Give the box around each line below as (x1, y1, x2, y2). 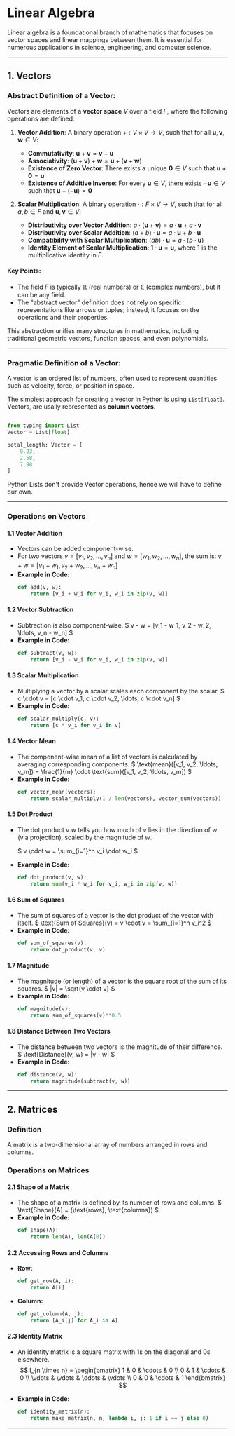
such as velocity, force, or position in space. (7, 381, 135, 390)
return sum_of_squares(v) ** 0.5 (30, 1012, 122, 1019)
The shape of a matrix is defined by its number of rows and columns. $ (17, 1198, 222, 1207)
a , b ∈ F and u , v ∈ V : (17, 207, 82, 215)
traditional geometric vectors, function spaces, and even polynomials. (7, 334, 208, 342)
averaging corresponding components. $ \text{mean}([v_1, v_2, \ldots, (17, 759, 218, 768)
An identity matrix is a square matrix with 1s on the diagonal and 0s (17, 1348, 211, 1356)
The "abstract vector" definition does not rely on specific (17, 298, 182, 306)
